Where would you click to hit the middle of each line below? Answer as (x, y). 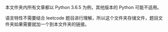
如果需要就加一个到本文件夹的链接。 (51, 24)
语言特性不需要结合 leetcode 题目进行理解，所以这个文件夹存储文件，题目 (82, 18)
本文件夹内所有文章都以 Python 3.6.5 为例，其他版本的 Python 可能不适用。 (83, 7)
